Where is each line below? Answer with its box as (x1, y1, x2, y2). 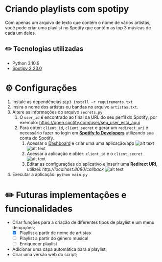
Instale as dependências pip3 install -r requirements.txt (12, 99, 133, 105)
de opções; (12, 224, 35, 230)
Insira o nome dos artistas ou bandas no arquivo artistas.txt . (12, 104, 139, 109)
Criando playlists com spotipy (5, 3, 129, 15)
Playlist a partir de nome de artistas (19, 230, 92, 236)
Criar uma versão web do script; (12, 251, 77, 257)
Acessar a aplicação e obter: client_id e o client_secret (26, 151, 143, 156)
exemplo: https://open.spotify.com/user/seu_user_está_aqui (19, 119, 140, 125)
